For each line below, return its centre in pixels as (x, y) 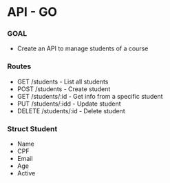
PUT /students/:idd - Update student (69, 104)
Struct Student (32, 128)
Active (26, 173)
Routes (19, 66)
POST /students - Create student (64, 89)
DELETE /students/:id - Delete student (71, 110)
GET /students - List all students (63, 81)
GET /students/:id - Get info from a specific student (90, 96)
